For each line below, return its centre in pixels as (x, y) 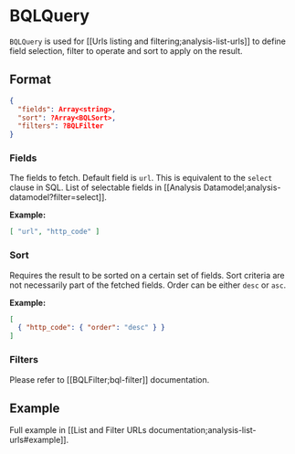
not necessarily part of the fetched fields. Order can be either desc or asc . (147, 285)
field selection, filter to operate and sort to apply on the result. (126, 50)
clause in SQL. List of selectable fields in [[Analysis (105, 187)
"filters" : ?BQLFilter (61, 126)
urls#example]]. (39, 440)
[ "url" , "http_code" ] (55, 232)
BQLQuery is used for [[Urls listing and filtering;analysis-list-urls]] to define (147, 41)
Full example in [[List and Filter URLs (78, 430)
